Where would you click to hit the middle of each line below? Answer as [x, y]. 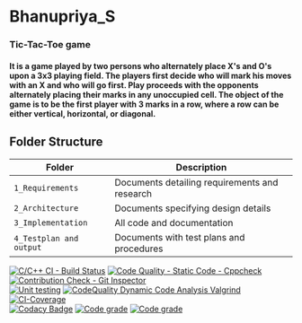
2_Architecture [46, 208]
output [28, 247]
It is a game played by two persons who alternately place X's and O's [141, 65]
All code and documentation [174, 223]
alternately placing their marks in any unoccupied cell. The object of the [147, 94]
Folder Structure [56, 142]
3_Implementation [51, 223]
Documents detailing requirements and [196, 182]
